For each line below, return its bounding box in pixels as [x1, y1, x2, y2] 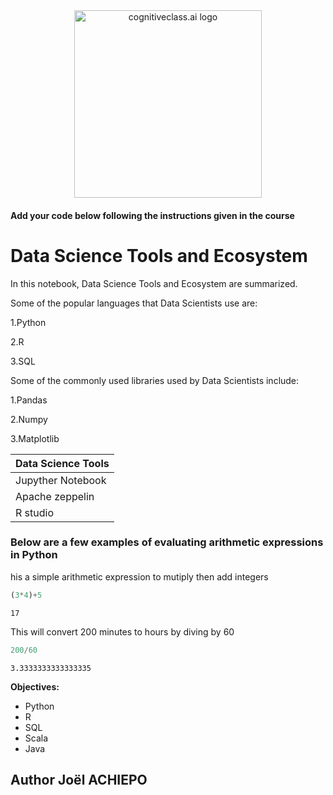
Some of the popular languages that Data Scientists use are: [10, 297, 258, 309]
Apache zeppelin [15, 489, 95, 503]
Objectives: [10, 680, 60, 693]
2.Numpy [10, 413, 48, 425]
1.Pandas [10, 394, 48, 406]
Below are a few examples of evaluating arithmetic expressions [10, 535, 324, 549]
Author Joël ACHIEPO [10, 771, 148, 788]
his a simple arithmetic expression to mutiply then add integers [10, 570, 269, 583]
